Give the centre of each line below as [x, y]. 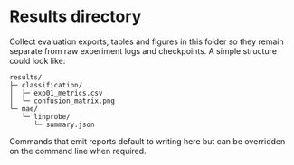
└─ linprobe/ [46, 116]
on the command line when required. [78, 151]
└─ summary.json [64, 124]
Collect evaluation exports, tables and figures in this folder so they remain [147, 41]
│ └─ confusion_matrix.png [62, 101]
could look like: [38, 60]
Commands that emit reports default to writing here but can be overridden [147, 141]
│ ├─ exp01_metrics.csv [56, 93]
